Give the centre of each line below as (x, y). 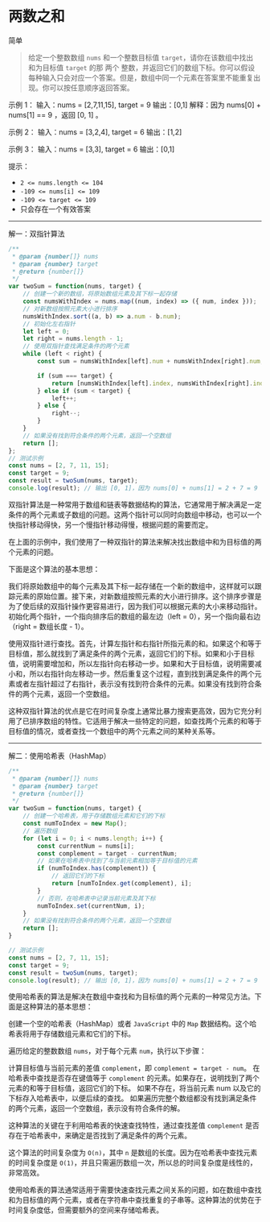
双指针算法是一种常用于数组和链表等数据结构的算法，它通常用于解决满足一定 (135, 504)
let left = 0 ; (46, 331)
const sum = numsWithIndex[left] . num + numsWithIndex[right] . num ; (151, 362)
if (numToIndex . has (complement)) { (97, 868)
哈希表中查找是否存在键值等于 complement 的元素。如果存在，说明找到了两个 (134, 1078)
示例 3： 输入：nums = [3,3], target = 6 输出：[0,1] (92, 149)
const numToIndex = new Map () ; (75, 824)
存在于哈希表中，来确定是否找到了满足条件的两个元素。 (100, 1136)
